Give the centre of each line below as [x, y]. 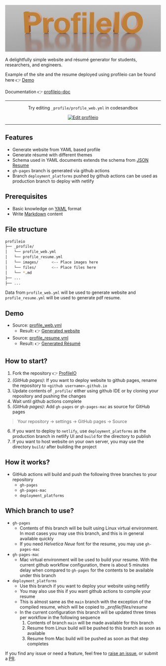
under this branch [38, 575]
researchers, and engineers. [34, 65]
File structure [26, 229]
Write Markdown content [38, 214]
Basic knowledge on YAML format [47, 208]
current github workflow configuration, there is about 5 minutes [84, 565]
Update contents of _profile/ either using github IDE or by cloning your [85, 391]
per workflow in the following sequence [60, 617]
